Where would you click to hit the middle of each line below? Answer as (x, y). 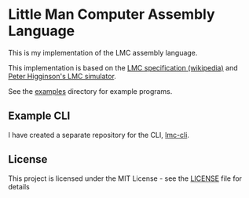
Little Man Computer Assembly (112, 14)
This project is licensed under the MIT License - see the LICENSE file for (125, 178)
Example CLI (39, 116)
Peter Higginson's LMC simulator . (62, 76)
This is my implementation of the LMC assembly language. (103, 52)
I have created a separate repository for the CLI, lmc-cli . (99, 135)
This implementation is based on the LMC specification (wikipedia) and (123, 67)
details (19, 186)
